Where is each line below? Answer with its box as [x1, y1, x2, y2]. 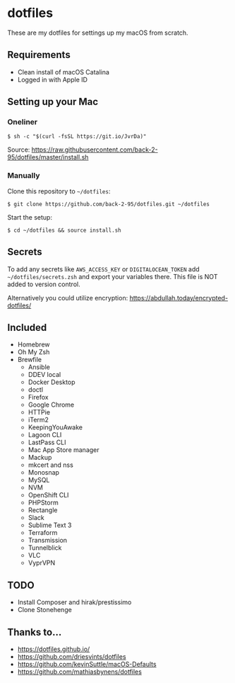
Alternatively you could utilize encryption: [7, 293, 128, 302]
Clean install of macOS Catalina [17, 67, 109, 76]
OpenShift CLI [28, 491, 69, 499]
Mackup [28, 453, 52, 462]
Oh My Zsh [17, 348, 50, 356]
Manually [7, 171, 40, 181]
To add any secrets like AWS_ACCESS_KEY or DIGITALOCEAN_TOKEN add [7, 264, 200, 273]
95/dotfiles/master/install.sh [7, 153, 89, 162]
